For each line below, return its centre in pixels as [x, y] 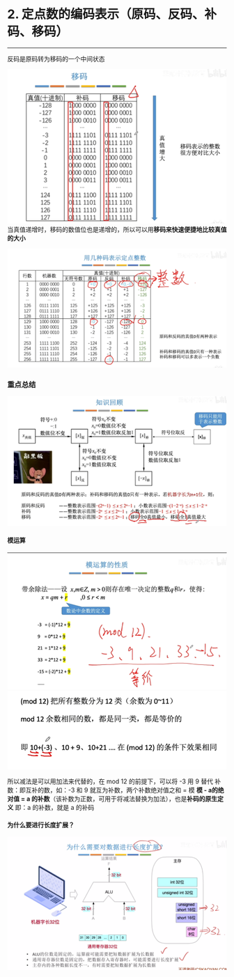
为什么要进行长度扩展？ [41, 824]
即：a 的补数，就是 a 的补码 [55, 808]
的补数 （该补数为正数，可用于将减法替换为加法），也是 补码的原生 [124, 799]
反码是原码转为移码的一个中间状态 [56, 58]
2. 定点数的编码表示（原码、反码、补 [112, 14]
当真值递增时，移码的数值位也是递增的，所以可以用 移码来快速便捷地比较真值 [117, 229]
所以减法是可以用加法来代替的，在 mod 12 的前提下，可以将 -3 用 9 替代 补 [114, 781]
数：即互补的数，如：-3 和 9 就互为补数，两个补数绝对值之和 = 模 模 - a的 [112, 790]
